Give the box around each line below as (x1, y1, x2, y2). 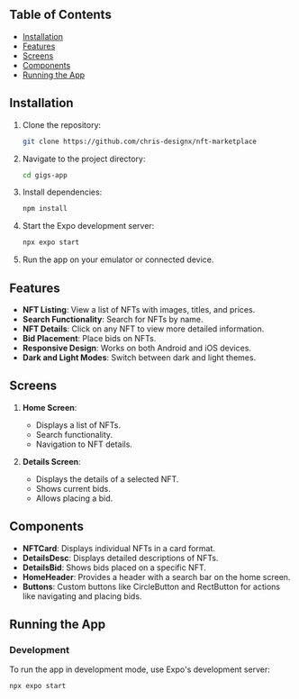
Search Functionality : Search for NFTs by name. (22, 313, 204, 324)
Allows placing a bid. (35, 493, 113, 504)
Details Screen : (22, 456, 81, 467)
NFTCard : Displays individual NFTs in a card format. (22, 542, 216, 553)
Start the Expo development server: (22, 221, 155, 231)
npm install (22, 204, 68, 213)
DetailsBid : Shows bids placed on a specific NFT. (22, 562, 207, 573)
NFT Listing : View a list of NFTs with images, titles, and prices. (22, 304, 256, 314)
